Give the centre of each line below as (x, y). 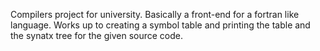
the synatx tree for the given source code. (97, 35)
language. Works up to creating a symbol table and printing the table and (160, 25)
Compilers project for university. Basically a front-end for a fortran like (155, 14)
